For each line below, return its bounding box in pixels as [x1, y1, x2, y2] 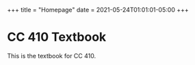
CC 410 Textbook [7, 30, 107, 45]
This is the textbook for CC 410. [7, 51, 96, 60]
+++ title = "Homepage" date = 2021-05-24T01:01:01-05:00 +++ [7, 6, 190, 14]
